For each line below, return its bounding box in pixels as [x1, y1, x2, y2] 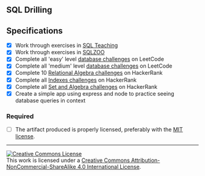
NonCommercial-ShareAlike [6, 163, 76, 171]
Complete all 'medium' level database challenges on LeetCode [15, 62, 173, 69]
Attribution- [131, 157, 160, 164]
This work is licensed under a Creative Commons [6, 157, 130, 164]
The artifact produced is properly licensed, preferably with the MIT [15, 126, 183, 133]
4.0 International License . [77, 163, 142, 171]
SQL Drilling [6, 5, 52, 15]
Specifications [6, 26, 63, 36]
